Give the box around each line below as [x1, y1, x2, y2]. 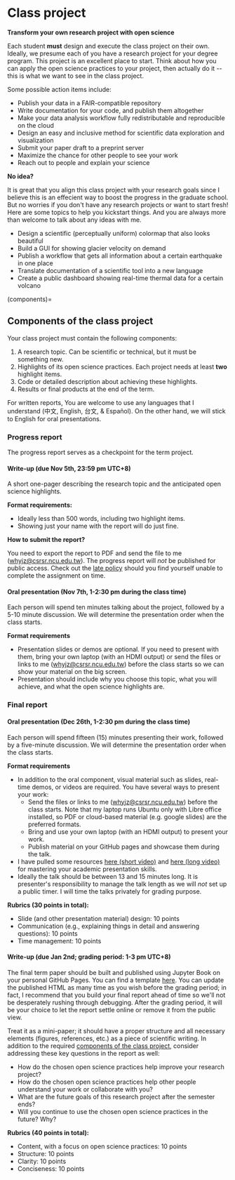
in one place [17, 258, 54, 267]
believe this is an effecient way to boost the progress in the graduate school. [7, 193, 229, 201]
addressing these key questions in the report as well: [7, 1049, 160, 1057]
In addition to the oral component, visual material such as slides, [17, 775, 203, 783]
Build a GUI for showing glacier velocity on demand [17, 244, 166, 252]
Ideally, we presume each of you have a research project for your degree [7, 49, 218, 58]
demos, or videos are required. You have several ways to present [32, 783, 220, 791]
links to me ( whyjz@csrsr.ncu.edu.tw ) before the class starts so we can [17, 660, 224, 668]
